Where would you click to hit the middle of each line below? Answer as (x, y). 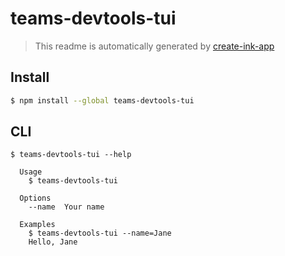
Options (35, 198)
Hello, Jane (53, 242)
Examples (37, 225)
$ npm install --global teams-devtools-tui (102, 100)
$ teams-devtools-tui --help (71, 155)
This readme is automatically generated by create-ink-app (154, 46)
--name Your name (66, 207)
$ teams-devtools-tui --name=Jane (100, 233)
